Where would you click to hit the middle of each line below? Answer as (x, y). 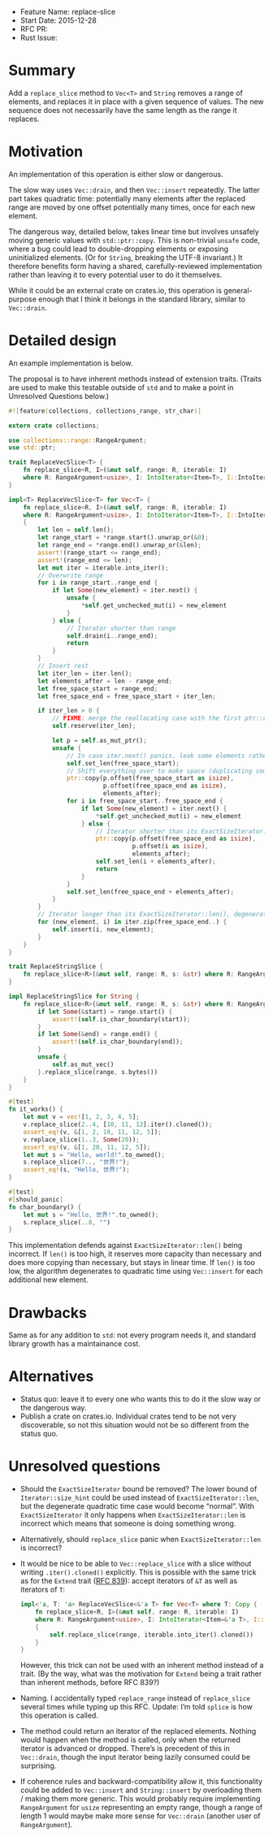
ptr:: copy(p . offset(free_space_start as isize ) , (150, 778)
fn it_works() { (36, 1109)
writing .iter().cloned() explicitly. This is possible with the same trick (139, 1572)
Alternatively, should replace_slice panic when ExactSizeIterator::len (141, 1540)
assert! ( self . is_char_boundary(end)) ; (117, 1042)
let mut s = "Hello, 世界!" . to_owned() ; (91, 1215)
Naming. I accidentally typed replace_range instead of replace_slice (135, 1698)
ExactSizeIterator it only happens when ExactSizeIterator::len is (133, 1515)
